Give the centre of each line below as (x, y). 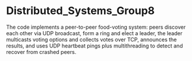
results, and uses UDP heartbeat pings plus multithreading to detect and (95, 46)
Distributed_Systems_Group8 (81, 11)
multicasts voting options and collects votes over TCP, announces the (92, 39)
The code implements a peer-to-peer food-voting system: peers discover (96, 27)
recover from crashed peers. (41, 52)
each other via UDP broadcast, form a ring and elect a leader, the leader (95, 33)
